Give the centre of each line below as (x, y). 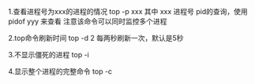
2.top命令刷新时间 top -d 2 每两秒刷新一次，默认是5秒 (96, 38)
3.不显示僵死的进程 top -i (49, 55)
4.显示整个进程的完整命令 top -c (60, 71)
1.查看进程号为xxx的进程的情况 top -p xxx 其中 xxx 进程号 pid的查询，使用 (128, 11)
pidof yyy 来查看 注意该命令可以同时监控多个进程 (88, 21)
